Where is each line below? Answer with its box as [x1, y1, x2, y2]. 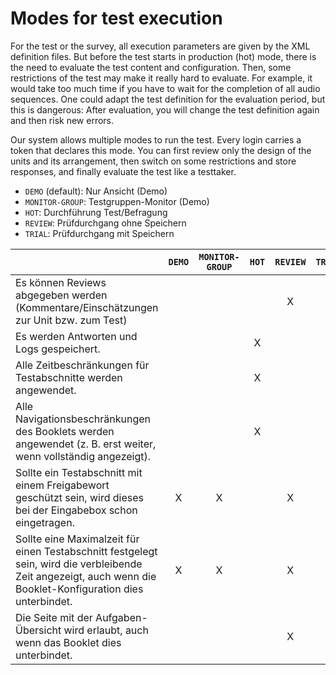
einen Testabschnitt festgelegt [15, 544, 158, 558]
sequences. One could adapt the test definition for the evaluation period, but [10, 93, 326, 105]
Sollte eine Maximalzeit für [15, 532, 140, 546]
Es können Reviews [15, 275, 107, 289]
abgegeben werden [15, 288, 108, 302]
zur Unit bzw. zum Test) [15, 313, 128, 327]
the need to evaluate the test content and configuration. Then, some [10, 61, 292, 73]
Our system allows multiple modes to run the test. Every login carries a [10, 133, 302, 146]
